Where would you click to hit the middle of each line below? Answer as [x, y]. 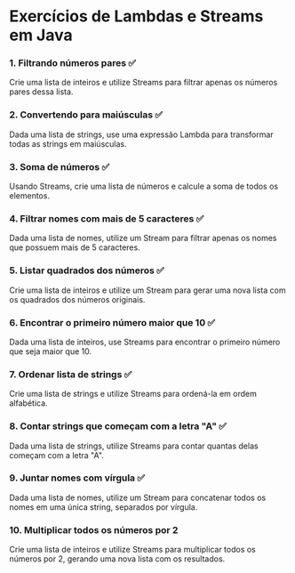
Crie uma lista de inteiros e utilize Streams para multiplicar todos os [132, 550]
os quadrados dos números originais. [77, 299]
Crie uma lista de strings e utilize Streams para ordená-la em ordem [133, 394]
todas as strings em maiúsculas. [68, 143]
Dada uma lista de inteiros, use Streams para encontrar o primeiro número [145, 342]
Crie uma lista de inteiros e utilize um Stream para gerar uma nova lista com [147, 290]
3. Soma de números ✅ [60, 166]
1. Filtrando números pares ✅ [73, 63]
